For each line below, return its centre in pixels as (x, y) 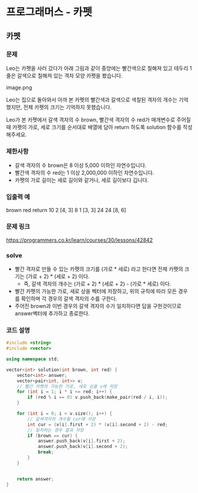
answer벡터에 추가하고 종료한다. (52, 313)
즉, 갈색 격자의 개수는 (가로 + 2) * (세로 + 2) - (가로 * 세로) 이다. (97, 284)
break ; (46, 452)
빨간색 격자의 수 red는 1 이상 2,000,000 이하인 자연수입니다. (85, 173)
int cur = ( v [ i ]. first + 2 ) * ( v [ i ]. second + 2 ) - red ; (98, 424)
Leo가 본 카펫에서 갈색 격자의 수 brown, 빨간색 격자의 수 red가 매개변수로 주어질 (98, 120)
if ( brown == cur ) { (53, 436)
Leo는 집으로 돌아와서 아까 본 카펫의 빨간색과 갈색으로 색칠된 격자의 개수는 (92, 100)
